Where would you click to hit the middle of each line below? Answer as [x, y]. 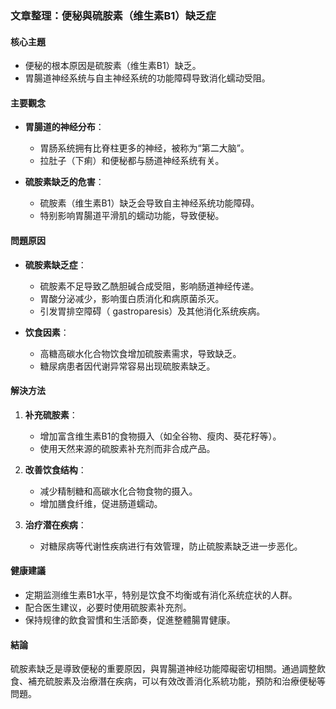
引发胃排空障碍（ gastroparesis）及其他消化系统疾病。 [152, 311]
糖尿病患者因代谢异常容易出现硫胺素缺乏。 [127, 366]
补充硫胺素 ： [51, 414]
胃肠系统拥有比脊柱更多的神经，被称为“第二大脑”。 [144, 148]
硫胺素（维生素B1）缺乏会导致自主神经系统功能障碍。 [149, 203]
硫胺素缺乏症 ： [55, 264]
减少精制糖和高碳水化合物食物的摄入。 [118, 491]
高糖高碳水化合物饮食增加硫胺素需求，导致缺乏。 [140, 353]
